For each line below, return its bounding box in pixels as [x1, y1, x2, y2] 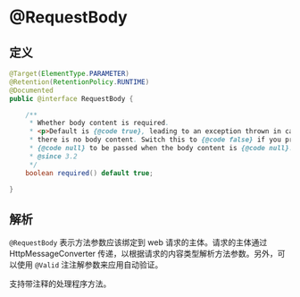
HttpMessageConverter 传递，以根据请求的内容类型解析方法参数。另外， [9, 249, 279, 259]
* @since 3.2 [29, 151, 78, 161]
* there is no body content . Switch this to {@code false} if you [29, 135, 281, 145]
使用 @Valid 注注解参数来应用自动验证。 [16, 259, 163, 270]
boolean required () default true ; [25, 168, 154, 177]
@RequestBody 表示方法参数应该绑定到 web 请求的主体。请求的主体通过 [9, 237, 268, 248]
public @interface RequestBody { [9, 94, 134, 103]
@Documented [9, 86, 54, 95]
